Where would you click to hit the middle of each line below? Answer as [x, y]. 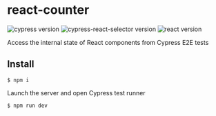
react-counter [48, 10]
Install [21, 64]
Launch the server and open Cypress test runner [77, 93]
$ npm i [18, 80]
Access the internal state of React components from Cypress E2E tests [108, 42]
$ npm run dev [28, 106]
